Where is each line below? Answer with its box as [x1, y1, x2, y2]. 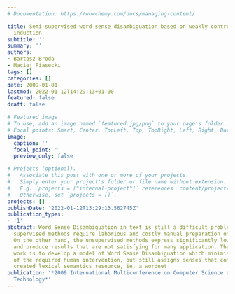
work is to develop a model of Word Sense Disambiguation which [13, 250, 205, 257]
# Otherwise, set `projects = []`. [7, 191, 117, 198]
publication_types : [7, 211, 64, 218]
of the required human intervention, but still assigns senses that [13, 256, 218, 263]
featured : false [7, 94, 55, 101]
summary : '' [7, 43, 42, 50]
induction [13, 29, 42, 36]
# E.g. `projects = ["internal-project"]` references [7, 185, 173, 192]
